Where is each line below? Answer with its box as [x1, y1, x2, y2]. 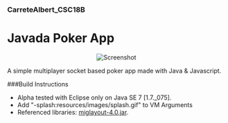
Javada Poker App [7, 30, 115, 46]
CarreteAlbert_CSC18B [7, 5, 85, 15]
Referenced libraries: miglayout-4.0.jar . [17, 108, 129, 116]
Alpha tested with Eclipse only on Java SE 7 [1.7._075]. [17, 93, 172, 102]
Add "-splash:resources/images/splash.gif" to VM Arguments [17, 100, 193, 108]
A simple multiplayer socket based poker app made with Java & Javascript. [7, 66, 222, 75]
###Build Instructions [7, 79, 69, 88]
